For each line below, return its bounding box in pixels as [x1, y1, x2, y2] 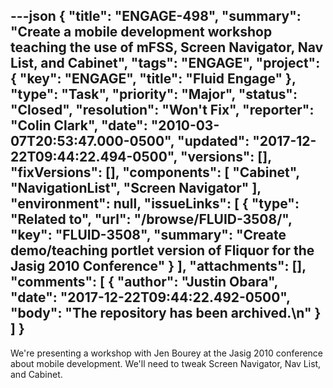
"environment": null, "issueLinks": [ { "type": [10, 195, 300, 213]
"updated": [177, 133, 250, 150]
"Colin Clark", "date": [10, 117, 148, 134]
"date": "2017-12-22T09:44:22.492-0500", [10, 289, 291, 306]
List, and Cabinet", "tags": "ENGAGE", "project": [10, 55, 321, 72]
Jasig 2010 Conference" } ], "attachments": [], [10, 258, 307, 275]
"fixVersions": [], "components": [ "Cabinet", [10, 164, 300, 181]
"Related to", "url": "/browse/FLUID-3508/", [10, 211, 293, 228]
